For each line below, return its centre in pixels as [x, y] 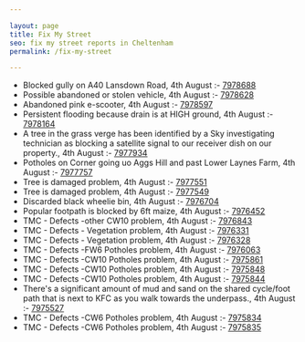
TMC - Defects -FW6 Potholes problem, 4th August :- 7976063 [142, 250]
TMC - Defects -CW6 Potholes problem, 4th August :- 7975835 [142, 327]
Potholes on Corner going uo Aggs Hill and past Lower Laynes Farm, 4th [159, 163]
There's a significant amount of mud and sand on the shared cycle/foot [156, 289]
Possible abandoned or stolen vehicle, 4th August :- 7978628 [138, 95]
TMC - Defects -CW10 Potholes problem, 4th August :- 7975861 [142, 260]
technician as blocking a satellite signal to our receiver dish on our [147, 143]
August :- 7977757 [58, 172]
